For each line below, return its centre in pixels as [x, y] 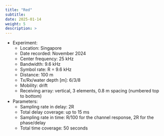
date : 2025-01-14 [23, 19]
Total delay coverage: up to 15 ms [55, 112]
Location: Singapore [41, 48]
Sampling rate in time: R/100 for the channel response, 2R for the [87, 117]
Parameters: [25, 101]
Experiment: [25, 43]
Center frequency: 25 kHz [47, 59]
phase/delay [33, 123]
